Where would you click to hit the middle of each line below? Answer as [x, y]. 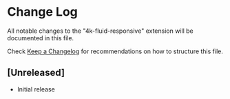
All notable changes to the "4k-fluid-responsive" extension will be [101, 31]
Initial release [36, 89]
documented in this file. [41, 38]
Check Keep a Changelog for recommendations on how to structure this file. [115, 51]
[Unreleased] [36, 73]
